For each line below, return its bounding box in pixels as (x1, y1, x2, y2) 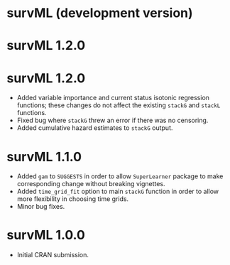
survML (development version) (6, 5, 193, 21)
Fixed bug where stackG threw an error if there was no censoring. (16, 116, 209, 125)
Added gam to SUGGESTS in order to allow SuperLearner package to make (16, 172, 224, 180)
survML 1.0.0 (6, 227, 86, 243)
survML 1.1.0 (6, 148, 82, 165)
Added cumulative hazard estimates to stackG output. (16, 124, 173, 132)
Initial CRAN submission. (16, 251, 89, 259)
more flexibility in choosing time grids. (16, 195, 129, 203)
